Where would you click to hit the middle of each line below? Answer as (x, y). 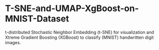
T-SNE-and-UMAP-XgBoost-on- (72, 8)
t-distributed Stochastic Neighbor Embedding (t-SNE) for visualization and (80, 32)
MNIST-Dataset (37, 19)
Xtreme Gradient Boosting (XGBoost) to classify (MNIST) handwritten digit (79, 37)
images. (13, 42)
